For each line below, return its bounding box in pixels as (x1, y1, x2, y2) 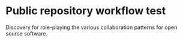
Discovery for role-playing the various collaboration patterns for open (5, 24, 178, 31)
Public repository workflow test (5, 4, 166, 18)
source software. (5, 30, 48, 37)
